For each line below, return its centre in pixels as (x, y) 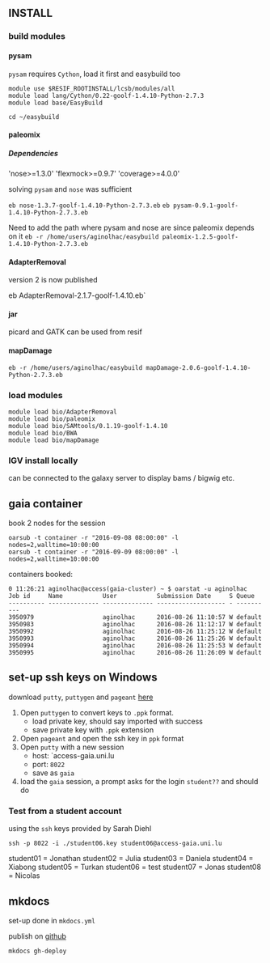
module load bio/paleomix (52, 419)
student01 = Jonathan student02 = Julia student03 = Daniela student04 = (131, 859)
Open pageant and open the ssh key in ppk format (102, 738)
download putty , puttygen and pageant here (81, 697)
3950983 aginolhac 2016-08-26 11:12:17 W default (135, 625)
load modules (36, 395)
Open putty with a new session (72, 747)
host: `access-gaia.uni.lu (73, 755)
